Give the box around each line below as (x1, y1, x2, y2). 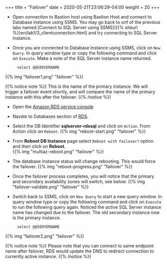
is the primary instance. (12, 215, 61, 221)
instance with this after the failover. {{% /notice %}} (5, 94, 111, 100)
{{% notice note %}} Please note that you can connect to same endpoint (5, 243, 154, 249)
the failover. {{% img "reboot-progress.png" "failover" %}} (12, 164, 133, 169)
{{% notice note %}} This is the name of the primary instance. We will (5, 83, 148, 89)
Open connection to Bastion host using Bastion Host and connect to (12, 14, 152, 19)
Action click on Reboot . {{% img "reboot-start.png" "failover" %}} (12, 128, 146, 134)
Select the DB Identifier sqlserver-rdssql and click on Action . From (12, 123, 151, 129)
